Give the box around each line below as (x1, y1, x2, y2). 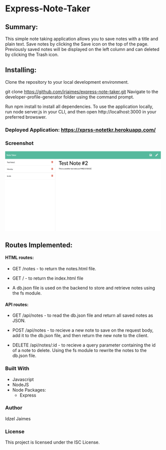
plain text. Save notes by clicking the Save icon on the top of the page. (5, 41, 149, 47)
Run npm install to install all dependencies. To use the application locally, (5, 103, 154, 109)
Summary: (5, 23, 38, 31)
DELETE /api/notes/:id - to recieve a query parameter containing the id (12, 342, 156, 348)
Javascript (12, 376, 34, 382)
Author (5, 404, 23, 411)
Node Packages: (12, 387, 46, 393)
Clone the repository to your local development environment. (5, 79, 129, 85)
